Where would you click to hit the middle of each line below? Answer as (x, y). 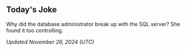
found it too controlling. (35, 30)
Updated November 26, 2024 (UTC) (50, 42)
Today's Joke (32, 10)
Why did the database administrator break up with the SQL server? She (93, 24)
